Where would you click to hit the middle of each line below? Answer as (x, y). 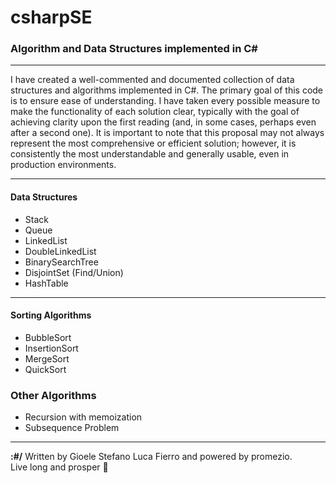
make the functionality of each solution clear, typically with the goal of (155, 112)
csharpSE (51, 17)
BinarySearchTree (61, 262)
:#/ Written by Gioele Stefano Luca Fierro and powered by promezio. (151, 457)
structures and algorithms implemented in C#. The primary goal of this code (167, 90)
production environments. (63, 165)
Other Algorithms (53, 395)
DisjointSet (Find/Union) (74, 272)
